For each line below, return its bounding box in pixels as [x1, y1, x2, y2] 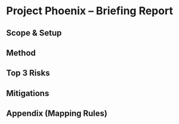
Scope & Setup [6, 28, 62, 38]
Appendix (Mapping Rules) [6, 109, 108, 119]
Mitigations [6, 88, 49, 98]
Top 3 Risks [6, 68, 51, 78]
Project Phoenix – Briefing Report [6, 4, 174, 18]
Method [6, 47, 36, 58]
